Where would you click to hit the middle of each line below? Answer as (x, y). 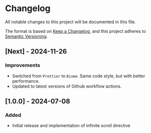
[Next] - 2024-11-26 (36, 52)
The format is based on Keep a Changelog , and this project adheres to (75, 31)
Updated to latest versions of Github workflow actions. (67, 86)
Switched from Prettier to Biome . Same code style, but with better (78, 76)
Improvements (23, 65)
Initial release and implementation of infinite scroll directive (71, 126)
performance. (26, 81)
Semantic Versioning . (26, 36)
